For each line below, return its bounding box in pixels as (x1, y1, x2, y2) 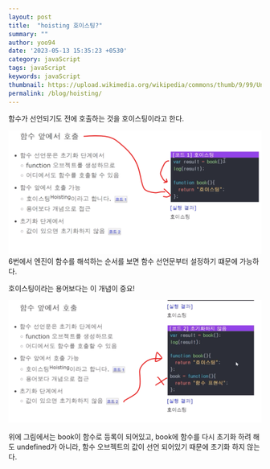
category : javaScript (8, 56, 81, 64)
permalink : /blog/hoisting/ (8, 89, 103, 97)
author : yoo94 (8, 39, 56, 47)
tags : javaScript (8, 64, 67, 72)
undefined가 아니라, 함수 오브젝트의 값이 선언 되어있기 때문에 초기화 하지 (16, 442, 245, 451)
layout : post (8, 13, 52, 21)
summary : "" (8, 30, 48, 38)
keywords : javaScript (8, 72, 81, 80)
